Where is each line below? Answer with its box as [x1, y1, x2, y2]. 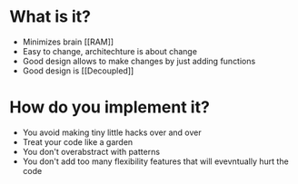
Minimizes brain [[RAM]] [22, 36, 114, 47]
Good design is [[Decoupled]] [22, 65, 134, 76]
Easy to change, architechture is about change [22, 45, 198, 56]
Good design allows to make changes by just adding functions [22, 55, 256, 66]
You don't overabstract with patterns [22, 146, 161, 157]
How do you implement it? [9, 97, 211, 118]
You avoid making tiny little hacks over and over [22, 127, 202, 138]
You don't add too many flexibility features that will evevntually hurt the [22, 156, 289, 167]
